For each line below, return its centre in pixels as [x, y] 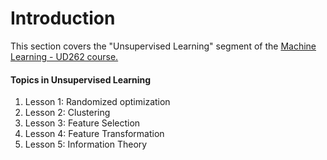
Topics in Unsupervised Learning [81, 79]
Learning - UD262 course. [64, 56]
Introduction [63, 18]
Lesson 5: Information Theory [86, 144]
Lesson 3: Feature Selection [82, 123]
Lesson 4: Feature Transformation [94, 134]
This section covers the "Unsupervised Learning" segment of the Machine [163, 46]
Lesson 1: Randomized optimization [97, 102]
